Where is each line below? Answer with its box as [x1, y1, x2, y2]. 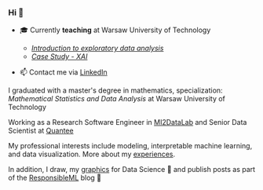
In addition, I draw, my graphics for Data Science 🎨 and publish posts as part [8, 165, 256, 174]
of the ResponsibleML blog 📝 [8, 173, 102, 183]
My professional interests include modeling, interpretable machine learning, [8, 141, 253, 151]
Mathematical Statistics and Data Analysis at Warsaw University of [8, 94, 226, 104]
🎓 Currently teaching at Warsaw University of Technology [19, 25, 211, 35]
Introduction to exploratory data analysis [31, 43, 164, 53]
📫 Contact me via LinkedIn [19, 68, 108, 77]
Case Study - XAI [31, 52, 88, 61]
